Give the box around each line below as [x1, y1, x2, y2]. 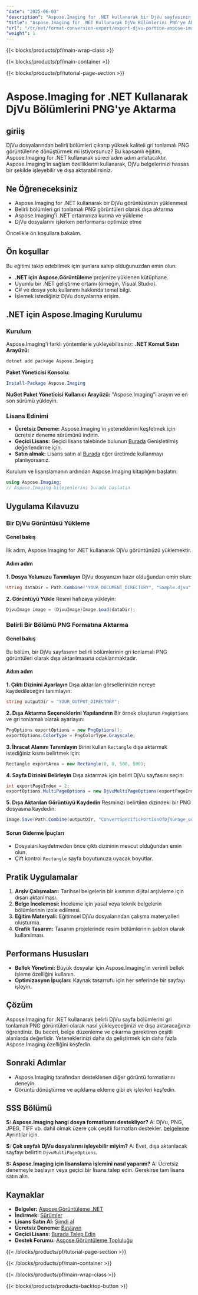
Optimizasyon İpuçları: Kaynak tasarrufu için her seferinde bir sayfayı [14, 976, 186, 984]
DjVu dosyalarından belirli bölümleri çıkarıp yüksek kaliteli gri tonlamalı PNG [6, 142, 190, 149]
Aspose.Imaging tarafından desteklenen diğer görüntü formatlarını [14, 1073, 176, 1081]
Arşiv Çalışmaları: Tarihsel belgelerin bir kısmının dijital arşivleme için [14, 888, 184, 895]
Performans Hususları [6, 949, 89, 959]
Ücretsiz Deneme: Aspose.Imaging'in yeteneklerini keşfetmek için [14, 425, 176, 432]
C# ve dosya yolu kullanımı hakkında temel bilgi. [14, 286, 131, 293]
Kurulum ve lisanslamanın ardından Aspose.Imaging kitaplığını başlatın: [6, 468, 178, 475]
